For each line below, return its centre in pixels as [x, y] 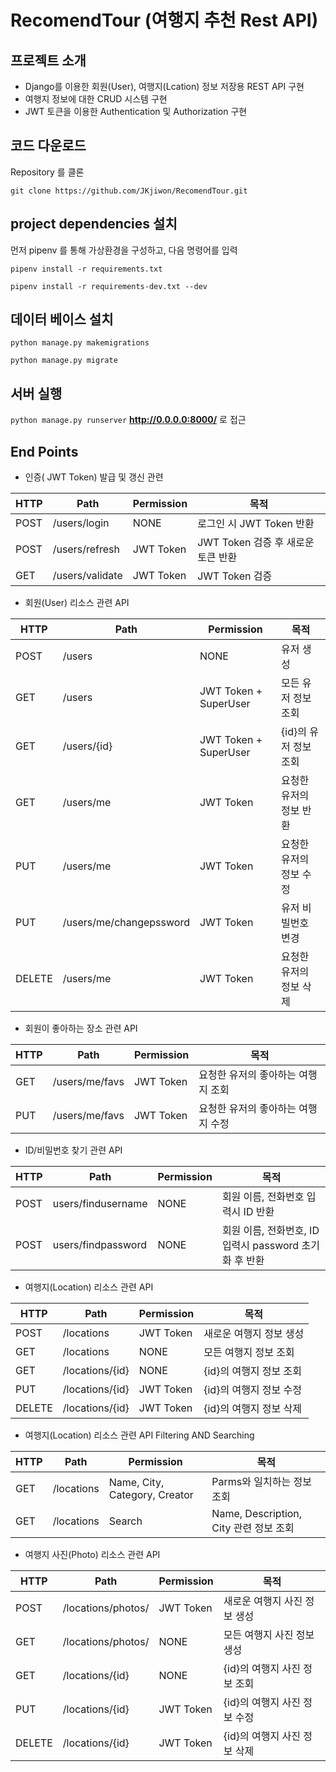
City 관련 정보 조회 [253, 1528]
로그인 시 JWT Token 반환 [256, 524]
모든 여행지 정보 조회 [249, 1353]
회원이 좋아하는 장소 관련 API [81, 1028]
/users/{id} [87, 746]
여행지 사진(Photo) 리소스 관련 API [92, 1555]
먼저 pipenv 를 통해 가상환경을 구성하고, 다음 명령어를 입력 [124, 250]
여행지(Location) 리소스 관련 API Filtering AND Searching [139, 1435]
